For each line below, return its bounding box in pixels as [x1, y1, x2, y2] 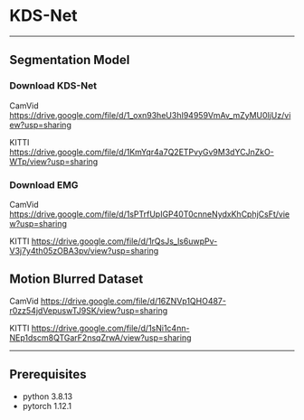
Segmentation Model [9, 52, 130, 68]
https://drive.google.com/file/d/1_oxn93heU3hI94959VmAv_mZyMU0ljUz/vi [9, 109, 291, 120]
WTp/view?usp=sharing [9, 155, 99, 167]
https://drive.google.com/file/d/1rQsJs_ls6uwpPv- [31, 236, 218, 247]
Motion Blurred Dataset [9, 272, 144, 287]
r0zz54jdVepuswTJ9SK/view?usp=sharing [9, 304, 168, 316]
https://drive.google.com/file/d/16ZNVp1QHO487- [40, 295, 226, 306]
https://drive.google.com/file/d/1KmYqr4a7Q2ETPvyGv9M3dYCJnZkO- [9, 146, 274, 157]
